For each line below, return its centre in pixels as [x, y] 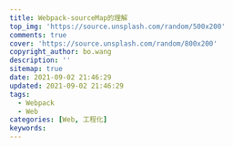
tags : [20, 94]
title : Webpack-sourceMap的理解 [69, 18]
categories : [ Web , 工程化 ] [58, 120]
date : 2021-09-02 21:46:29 [61, 78]
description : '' [40, 60]
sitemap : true [36, 69]
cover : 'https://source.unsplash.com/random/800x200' [114, 43]
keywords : [28, 129]
